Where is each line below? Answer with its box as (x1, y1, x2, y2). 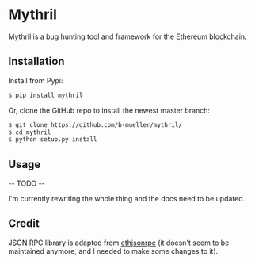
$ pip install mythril (8, 91, 83, 99)
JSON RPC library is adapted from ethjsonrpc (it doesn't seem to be (8, 238, 230, 247)
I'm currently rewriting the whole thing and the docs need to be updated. (8, 194, 245, 204)
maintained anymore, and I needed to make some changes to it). (8, 246, 219, 255)
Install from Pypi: (8, 75, 63, 85)
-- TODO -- (8, 178, 45, 188)
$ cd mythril (8, 128, 51, 136)
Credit (8, 216, 40, 231)
